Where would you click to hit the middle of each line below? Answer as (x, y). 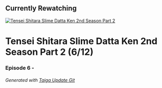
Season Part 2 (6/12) (49, 52)
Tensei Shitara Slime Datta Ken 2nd (81, 41)
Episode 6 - (20, 68)
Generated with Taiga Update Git (40, 80)
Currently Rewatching (41, 8)
